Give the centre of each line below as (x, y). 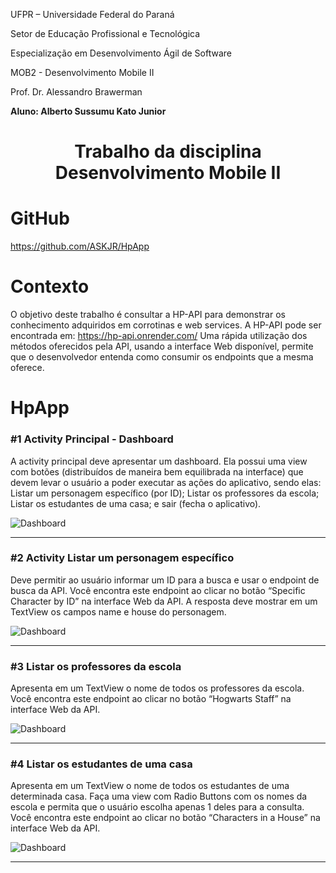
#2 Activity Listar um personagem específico (122, 558)
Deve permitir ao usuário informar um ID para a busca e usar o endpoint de (165, 580)
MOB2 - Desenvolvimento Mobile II (82, 72)
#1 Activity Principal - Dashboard (92, 439)
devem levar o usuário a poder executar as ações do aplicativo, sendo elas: (166, 482)
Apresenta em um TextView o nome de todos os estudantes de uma (150, 786)
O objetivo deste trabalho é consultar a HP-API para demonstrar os (148, 315)
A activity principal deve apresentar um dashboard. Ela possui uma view (159, 461)
